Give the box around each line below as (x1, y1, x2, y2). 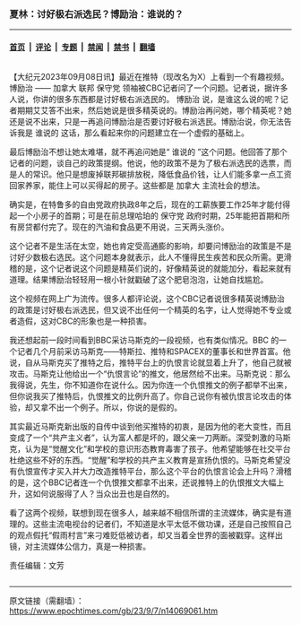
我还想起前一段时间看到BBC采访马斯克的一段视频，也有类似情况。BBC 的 (9, 334, 279, 345)
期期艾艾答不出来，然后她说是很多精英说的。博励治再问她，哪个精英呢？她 (16, 105, 292, 116)
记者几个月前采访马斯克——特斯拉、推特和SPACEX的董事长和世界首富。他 (16, 345, 291, 356)
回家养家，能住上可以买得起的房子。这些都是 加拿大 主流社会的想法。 (9, 179, 265, 190)
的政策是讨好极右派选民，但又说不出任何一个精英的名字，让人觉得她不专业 (9, 304, 284, 315)
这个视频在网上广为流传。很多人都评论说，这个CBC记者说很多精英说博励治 (9, 293, 285, 304)
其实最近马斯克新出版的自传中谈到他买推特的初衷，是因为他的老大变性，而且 (9, 421, 292, 431)
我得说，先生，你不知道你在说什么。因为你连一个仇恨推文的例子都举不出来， (9, 379, 292, 390)
